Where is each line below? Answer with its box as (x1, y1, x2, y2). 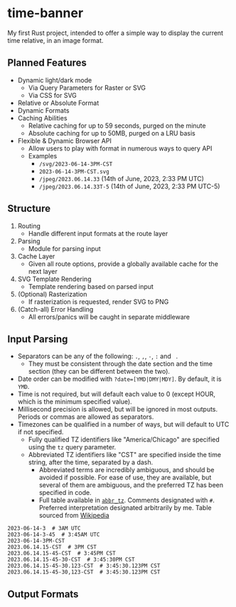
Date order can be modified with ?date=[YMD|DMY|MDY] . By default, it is (17, 374, 222, 383)
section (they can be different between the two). (28, 367, 171, 376)
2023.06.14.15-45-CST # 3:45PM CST (7, 550, 116, 557)
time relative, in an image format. (7, 36, 104, 44)
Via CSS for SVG (28, 91, 77, 99)
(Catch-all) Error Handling (17, 305, 94, 313)
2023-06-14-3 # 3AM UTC (7, 525, 81, 532)
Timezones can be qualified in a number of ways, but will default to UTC (17, 420, 230, 429)
